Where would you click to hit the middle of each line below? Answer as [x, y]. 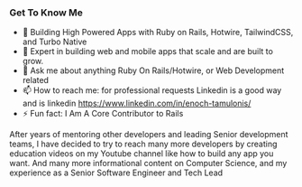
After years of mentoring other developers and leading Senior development [149, 135]
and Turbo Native [55, 42]
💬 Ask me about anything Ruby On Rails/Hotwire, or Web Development [153, 70]
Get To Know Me [46, 13]
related [36, 80]
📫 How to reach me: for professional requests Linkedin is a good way [152, 90]
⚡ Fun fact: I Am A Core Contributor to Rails [103, 114]
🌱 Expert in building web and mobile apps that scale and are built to [147, 51]
